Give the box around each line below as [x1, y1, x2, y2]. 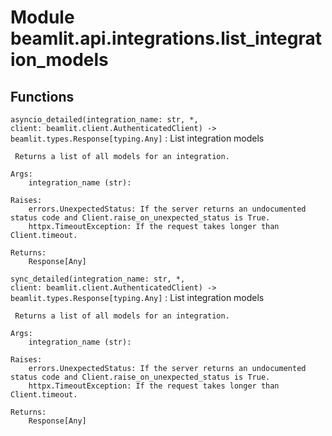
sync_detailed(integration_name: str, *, [10, 274, 186, 284]
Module [10, 6, 75, 29]
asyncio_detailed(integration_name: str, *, [10, 115, 199, 125]
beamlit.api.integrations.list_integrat [10, 27, 322, 50]
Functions [10, 88, 75, 105]
